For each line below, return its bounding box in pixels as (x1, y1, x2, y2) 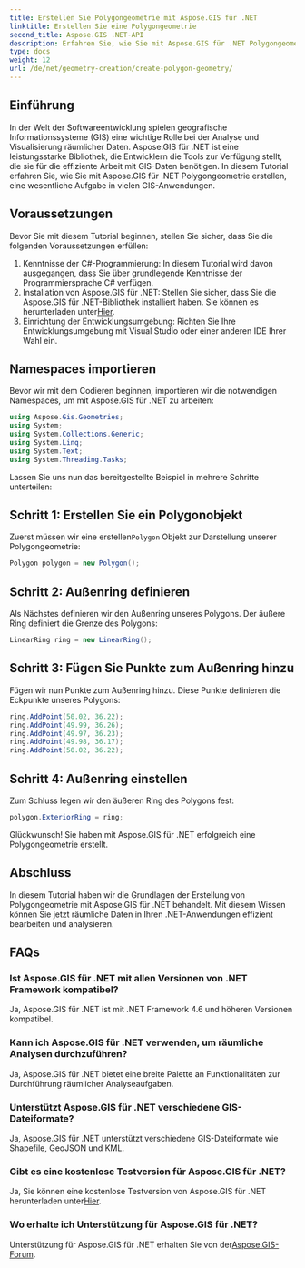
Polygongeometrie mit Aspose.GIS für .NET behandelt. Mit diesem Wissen (9, 899, 286, 910)
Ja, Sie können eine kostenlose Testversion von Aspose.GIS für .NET (9, 1186, 266, 1197)
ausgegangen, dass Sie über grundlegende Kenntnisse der (22, 267, 243, 278)
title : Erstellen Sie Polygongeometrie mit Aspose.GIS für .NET (9, 13, 258, 23)
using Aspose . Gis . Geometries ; (9, 413, 124, 422)
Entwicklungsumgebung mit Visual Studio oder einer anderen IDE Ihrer (22, 325, 287, 337)
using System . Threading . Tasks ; (9, 455, 128, 464)
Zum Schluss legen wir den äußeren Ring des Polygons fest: (9, 795, 234, 806)
